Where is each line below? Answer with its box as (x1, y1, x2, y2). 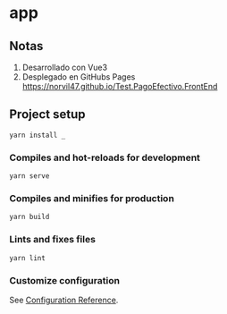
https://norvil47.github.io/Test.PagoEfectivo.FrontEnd (21, 81, 218, 91)
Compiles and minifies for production (9, 192, 174, 205)
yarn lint (9, 253, 46, 262)
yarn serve (9, 172, 50, 181)
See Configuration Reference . (9, 294, 119, 305)
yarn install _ (9, 131, 66, 140)
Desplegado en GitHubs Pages (21, 72, 136, 82)
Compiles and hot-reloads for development (9, 151, 201, 164)
